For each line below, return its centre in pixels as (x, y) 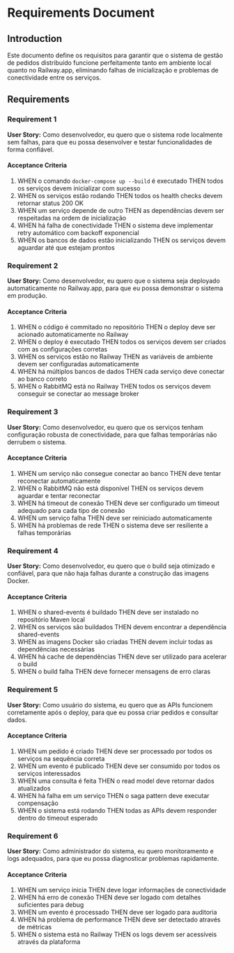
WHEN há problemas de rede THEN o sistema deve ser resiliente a (113, 525)
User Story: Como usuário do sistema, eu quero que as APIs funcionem (110, 705)
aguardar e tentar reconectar (59, 495)
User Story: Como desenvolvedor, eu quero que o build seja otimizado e (111, 566)
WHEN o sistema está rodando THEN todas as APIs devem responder (117, 810)
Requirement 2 (33, 265)
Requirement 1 (32, 119)
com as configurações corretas (62, 350)
